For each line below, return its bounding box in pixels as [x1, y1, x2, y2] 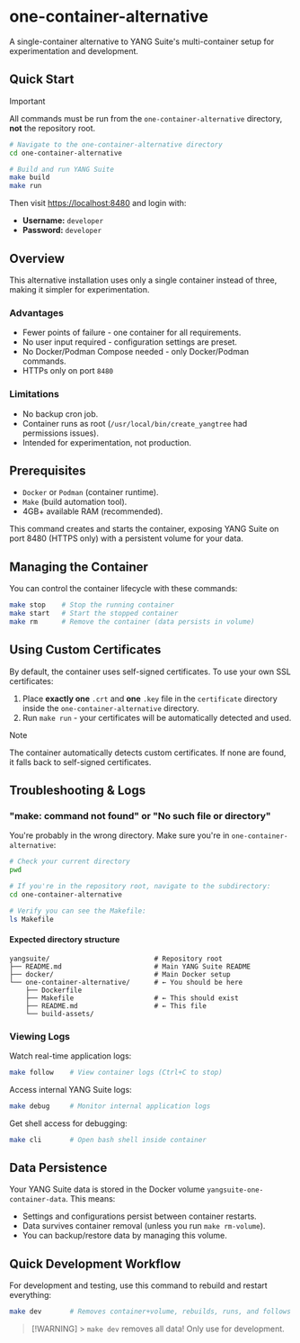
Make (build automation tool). [22, 497, 128, 508]
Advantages [9, 306, 65, 319]
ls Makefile [9, 915, 54, 924]
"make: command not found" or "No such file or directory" [9, 809, 271, 822]
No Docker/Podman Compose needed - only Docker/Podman [22, 347, 250, 357]
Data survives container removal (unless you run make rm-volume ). [22, 1221, 266, 1231]
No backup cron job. [22, 408, 99, 419]
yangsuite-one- [206, 1185, 264, 1194]
